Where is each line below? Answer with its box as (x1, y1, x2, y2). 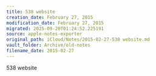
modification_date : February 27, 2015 (6, 20, 104, 26)
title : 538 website (6, 8, 56, 15)
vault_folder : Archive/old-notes (6, 42, 91, 48)
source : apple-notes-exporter (6, 31, 83, 37)
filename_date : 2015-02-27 (6, 48, 74, 54)
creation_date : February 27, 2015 (6, 14, 94, 20)
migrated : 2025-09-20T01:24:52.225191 (6, 25, 104, 32)
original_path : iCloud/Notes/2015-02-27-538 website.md (6, 37, 150, 42)
